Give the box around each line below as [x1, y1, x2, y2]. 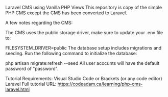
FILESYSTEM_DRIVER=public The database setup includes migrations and [5, 45, 162, 51]
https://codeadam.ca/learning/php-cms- [57, 81, 143, 87]
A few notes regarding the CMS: [5, 20, 73, 26]
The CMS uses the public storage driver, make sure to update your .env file [5, 30, 163, 35]
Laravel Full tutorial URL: [5, 81, 57, 87]
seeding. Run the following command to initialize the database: [5, 51, 137, 56]
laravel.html [5, 86, 30, 92]
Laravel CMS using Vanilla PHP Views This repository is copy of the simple [5, 5, 162, 10]
